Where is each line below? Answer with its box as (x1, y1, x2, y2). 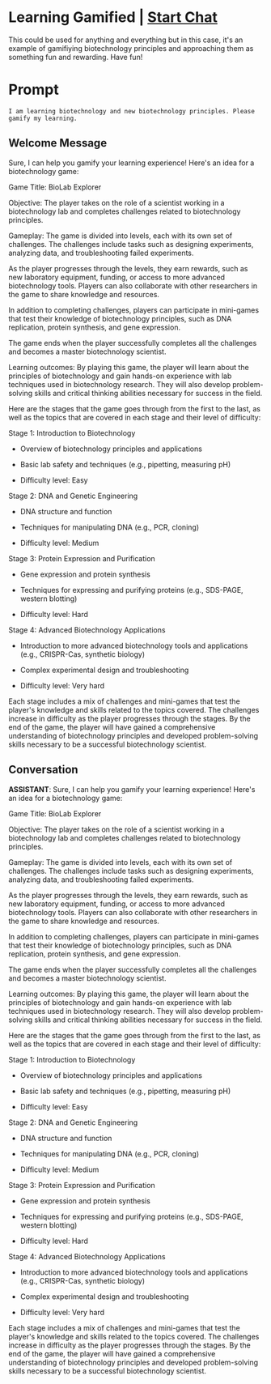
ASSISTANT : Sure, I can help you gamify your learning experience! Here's (8, 784, 256, 794)
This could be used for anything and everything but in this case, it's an (8, 35, 243, 45)
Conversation (8, 763, 78, 777)
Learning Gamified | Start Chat (8, 8, 218, 27)
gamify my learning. (8, 114, 78, 122)
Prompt (8, 81, 59, 99)
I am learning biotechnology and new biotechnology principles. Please (8, 107, 255, 115)
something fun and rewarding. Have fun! (8, 52, 143, 62)
